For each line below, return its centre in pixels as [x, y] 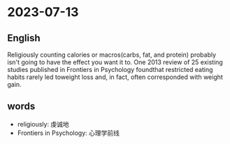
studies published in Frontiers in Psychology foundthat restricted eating [110, 70]
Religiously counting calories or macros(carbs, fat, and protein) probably [112, 55]
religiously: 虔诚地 [43, 124]
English [24, 38]
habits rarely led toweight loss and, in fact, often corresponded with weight [115, 77]
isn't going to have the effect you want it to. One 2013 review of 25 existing [115, 62]
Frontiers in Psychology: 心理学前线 [69, 133]
